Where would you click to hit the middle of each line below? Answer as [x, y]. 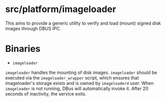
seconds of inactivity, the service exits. [46, 93]
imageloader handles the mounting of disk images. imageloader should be [81, 72]
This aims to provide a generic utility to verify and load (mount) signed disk [83, 23]
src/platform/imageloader [61, 9]
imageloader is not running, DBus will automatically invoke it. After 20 [77, 88]
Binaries [23, 49]
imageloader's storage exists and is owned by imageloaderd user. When [79, 83]
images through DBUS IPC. [33, 28]
